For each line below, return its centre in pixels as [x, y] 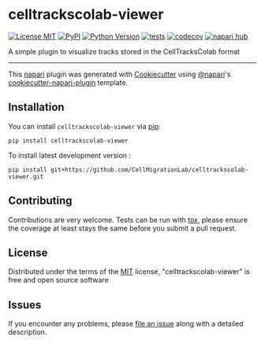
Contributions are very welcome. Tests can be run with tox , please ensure [128, 220]
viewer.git [26, 176]
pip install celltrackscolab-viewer [68, 141]
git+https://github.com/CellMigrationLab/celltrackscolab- [149, 170]
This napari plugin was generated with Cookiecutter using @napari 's [119, 74]
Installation [36, 107]
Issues [25, 305]
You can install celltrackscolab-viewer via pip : [84, 126]
